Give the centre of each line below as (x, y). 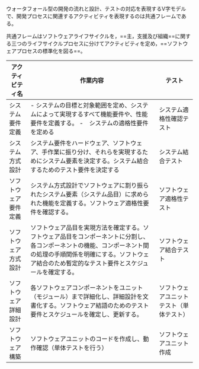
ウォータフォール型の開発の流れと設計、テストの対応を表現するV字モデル (96, 9)
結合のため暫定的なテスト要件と (81, 263)
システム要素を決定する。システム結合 (96, 161)
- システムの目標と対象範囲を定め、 (81, 105)
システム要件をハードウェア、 (72, 143)
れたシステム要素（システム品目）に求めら (90, 194)
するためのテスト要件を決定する (75, 170)
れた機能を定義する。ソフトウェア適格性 (87, 203)
